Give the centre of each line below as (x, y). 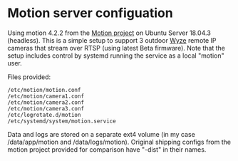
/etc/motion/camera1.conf (46, 96)
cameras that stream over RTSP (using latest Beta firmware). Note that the (117, 48)
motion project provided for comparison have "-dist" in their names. (107, 149)
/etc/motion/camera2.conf (46, 102)
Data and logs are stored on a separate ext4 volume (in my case (102, 134)
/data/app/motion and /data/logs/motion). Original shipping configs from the (119, 142)
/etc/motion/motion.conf (44, 90)
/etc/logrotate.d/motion (44, 115)
